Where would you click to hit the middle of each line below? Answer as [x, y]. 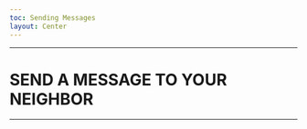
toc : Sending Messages [53, 18]
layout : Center [38, 26]
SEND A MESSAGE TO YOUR [118, 79]
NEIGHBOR [52, 99]
